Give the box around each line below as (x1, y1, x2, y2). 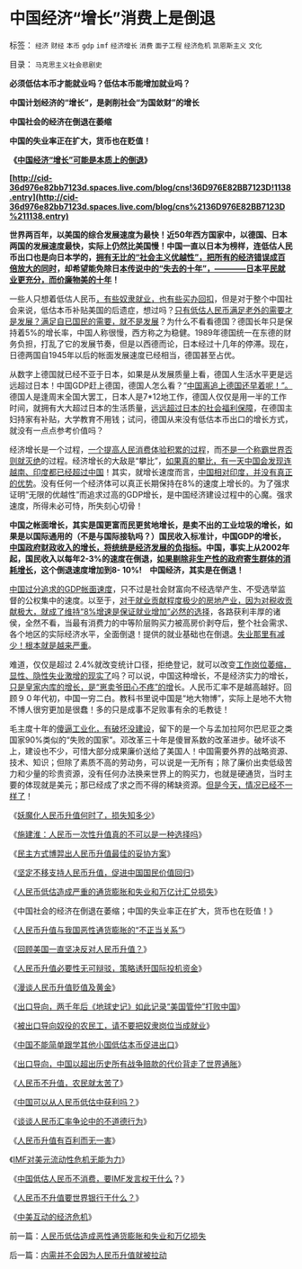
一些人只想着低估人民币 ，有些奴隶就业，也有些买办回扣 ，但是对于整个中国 (9, 293, 285, 304)
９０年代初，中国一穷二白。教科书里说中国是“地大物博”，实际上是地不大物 (16, 692, 292, 703)
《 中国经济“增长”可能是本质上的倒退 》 (9, 154, 153, 165)
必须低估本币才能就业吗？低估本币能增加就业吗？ (9, 77, 191, 88)
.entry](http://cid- (9, 191, 79, 202)
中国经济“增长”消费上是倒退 (9, 8, 216, 29)
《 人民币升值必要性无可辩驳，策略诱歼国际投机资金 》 (9, 962, 207, 973)
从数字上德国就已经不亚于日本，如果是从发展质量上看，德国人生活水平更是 (9, 368, 285, 379)
